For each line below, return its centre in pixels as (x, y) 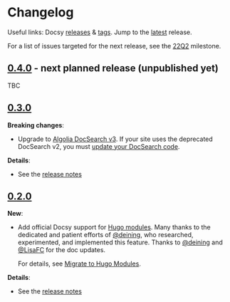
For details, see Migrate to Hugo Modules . (79, 264)
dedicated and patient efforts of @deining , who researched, (105, 235)
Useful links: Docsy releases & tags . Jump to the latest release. (100, 32)
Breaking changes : (36, 125)
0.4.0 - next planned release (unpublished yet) (113, 68)
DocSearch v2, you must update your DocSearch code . (99, 146)
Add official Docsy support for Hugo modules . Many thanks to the (114, 227)
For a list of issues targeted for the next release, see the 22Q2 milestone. (114, 46)
